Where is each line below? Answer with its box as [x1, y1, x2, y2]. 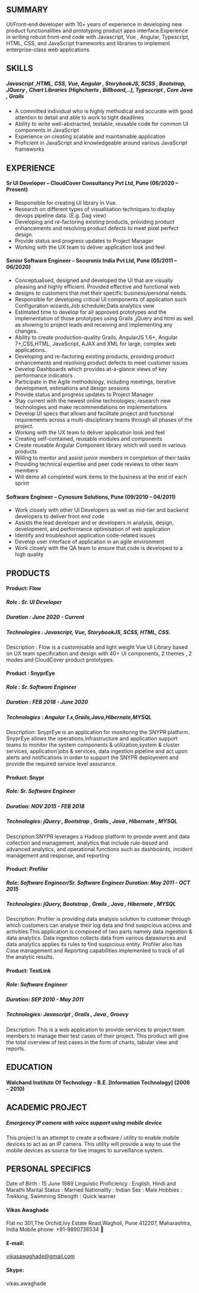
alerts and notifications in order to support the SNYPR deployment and [6, 754, 179, 761]
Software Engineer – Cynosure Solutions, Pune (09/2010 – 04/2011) [6, 493, 176, 500]
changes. [14, 327, 38, 335]
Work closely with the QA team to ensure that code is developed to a [14, 545, 183, 552]
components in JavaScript [14, 126, 79, 134]
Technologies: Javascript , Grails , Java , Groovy [6, 1011, 129, 1018]
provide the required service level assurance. [6, 760, 117, 768]
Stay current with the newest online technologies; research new [14, 397, 171, 404]
